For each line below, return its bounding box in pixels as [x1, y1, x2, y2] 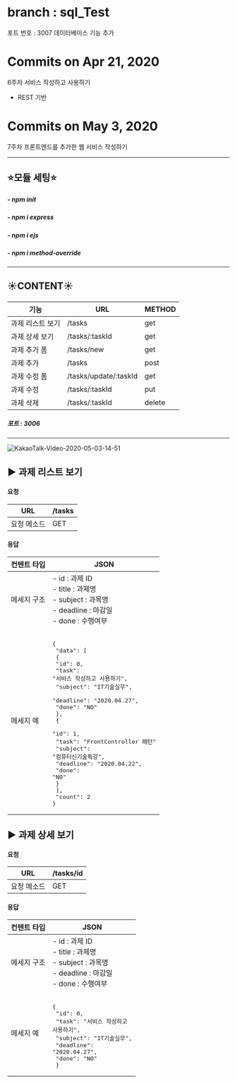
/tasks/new [66, 344, 104, 354]
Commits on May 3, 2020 [7, 118, 159, 134]
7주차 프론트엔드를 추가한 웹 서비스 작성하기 [7, 142, 128, 151]
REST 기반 [17, 93, 47, 101]
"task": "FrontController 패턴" [55, 738, 157, 745]
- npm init [7, 195, 37, 204]
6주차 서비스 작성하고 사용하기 [7, 78, 90, 86]
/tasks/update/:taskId [66, 371, 138, 381]
